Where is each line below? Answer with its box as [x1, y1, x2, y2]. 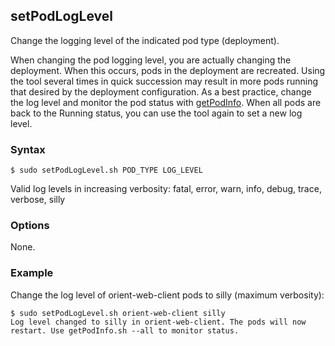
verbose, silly [10, 194, 66, 206]
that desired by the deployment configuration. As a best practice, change [10, 85, 312, 98]
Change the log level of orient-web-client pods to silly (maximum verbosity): [10, 289, 325, 301]
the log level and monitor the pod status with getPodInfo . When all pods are [10, 96, 322, 108]
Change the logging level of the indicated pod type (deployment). [10, 34, 280, 46]
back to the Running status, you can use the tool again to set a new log [10, 107, 303, 119]
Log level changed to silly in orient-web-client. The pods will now [10, 317, 307, 327]
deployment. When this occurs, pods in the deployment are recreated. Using [10, 64, 326, 76]
